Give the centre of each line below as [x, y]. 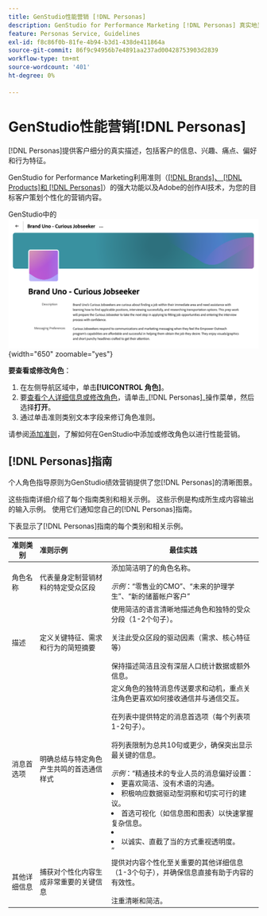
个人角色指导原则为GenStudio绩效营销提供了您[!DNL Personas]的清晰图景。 [132, 482]
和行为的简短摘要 [68, 647]
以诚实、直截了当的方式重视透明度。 [180, 841]
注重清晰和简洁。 [139, 901]
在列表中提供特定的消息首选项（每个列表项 [181, 716]
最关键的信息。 [135, 754]
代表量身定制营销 [68, 577]
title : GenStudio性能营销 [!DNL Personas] [77, 17]
